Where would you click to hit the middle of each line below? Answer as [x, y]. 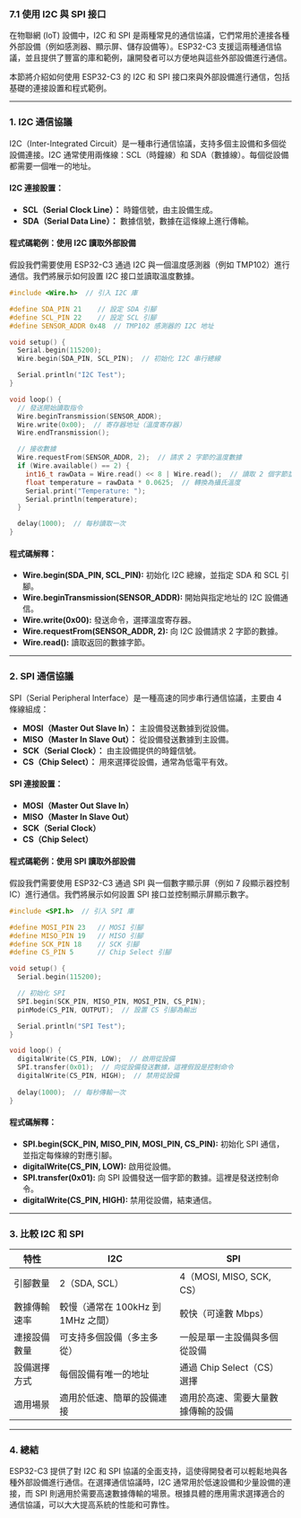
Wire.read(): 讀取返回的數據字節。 [86, 643]
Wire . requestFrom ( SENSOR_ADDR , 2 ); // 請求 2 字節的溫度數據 [129, 458]
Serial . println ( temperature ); [82, 499]
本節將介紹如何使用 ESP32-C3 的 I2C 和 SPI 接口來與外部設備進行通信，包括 [150, 77]
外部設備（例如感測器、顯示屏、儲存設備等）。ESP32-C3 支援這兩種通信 [142, 47]
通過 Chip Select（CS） [229, 1368]
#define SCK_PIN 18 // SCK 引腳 [74, 944]
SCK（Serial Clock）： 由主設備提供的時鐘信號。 [112, 750]
